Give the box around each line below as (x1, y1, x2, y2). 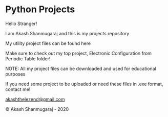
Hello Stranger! (5, 20, 37, 27)
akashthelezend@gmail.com (5, 96, 65, 102)
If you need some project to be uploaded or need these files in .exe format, (5, 81, 163, 87)
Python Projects (5, 4, 75, 15)
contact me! (5, 86, 31, 92)
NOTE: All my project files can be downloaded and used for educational (5, 65, 156, 72)
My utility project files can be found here (5, 40, 91, 46)
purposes (5, 71, 26, 77)
